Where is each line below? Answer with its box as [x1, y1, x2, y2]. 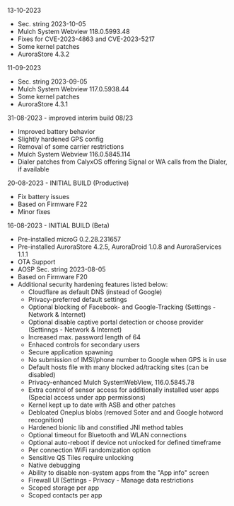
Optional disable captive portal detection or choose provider [28, 318, 204, 326]
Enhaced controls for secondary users [28, 340, 140, 349]
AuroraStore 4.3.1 [17, 100, 69, 108]
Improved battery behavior [17, 128, 95, 135]
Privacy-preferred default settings [28, 296, 127, 303]
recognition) [28, 416, 64, 424]
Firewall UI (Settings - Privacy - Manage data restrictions [28, 476, 194, 484]
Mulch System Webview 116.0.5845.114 [17, 150, 131, 158]
